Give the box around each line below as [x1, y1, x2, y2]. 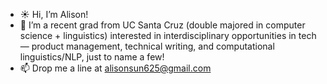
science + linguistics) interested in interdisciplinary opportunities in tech [19, 30, 317, 41]
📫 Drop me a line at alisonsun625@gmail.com [19, 62, 212, 74]
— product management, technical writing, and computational [19, 40, 275, 52]
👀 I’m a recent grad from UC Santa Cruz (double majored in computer [19, 19, 306, 31]
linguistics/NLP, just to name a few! [19, 51, 165, 63]
